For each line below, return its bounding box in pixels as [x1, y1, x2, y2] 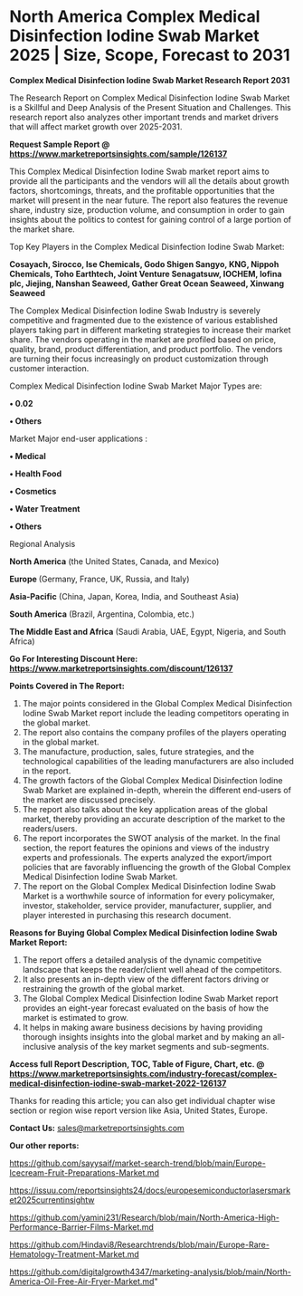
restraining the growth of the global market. [22, 983, 185, 994]
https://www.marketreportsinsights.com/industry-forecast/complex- [9, 1068, 278, 1079]
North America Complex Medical [9, 6, 260, 27]
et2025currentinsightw [9, 1194, 95, 1205]
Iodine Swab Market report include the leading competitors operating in [22, 707, 289, 718]
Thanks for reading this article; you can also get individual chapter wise [9, 1095, 276, 1106]
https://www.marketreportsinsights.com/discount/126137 [9, 663, 233, 674]
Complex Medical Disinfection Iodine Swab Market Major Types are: [9, 380, 262, 391]
